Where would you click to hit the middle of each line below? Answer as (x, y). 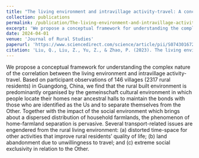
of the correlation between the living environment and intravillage (86, 73)
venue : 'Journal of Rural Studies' (50, 39)
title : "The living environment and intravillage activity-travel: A (94, 12)
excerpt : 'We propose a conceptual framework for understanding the (92, 28)
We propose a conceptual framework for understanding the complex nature (98, 67)
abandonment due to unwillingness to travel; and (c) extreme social (88, 142)
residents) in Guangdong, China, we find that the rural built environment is (97, 86)
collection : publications (38, 17)
